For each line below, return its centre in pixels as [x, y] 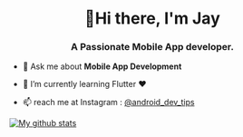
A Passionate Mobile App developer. [152, 47]
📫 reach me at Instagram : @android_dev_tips [108, 103]
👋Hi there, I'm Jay [152, 19]
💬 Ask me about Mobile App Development [102, 66]
